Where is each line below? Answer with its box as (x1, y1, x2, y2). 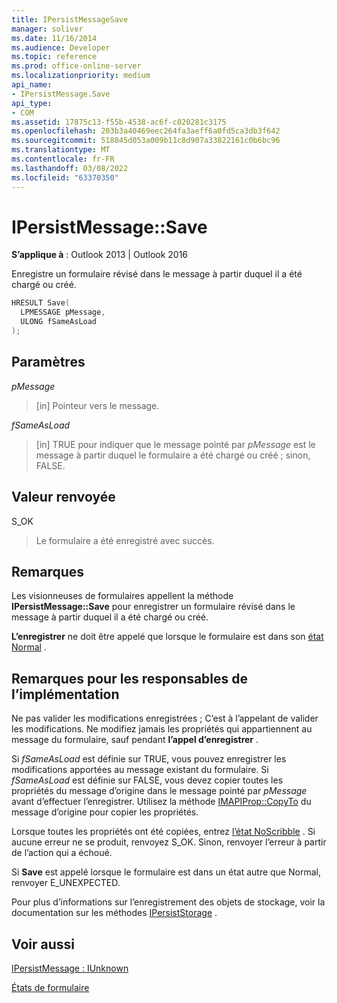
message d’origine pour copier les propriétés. (11, 806, 199, 818)
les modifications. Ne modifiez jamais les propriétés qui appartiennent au (11, 723, 313, 735)
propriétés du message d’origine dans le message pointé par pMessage (11, 785, 308, 797)
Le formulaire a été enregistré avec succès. (35, 534, 215, 546)
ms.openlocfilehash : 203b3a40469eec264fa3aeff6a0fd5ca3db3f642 (11, 126, 281, 136)
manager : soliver (11, 24, 84, 34)
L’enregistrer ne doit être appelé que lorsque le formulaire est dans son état (11, 631, 324, 643)
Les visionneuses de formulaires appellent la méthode (11, 590, 234, 602)
